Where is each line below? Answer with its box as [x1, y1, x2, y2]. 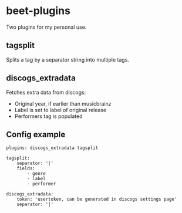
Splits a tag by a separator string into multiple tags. [6, 56, 129, 63]
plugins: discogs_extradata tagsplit [6, 145, 99, 151]
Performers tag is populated [14, 113, 83, 120]
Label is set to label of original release [14, 106, 107, 113]
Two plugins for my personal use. [6, 23, 87, 31]
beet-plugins [6, 4, 70, 18]
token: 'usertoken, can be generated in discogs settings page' [16, 197, 177, 202]
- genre [27, 171, 46, 177]
